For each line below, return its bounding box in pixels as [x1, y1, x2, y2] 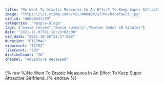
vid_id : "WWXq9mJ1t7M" [5, 16, 51, 21]
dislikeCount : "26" [5, 52, 45, 57]
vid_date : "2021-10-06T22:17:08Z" [5, 34, 76, 39]
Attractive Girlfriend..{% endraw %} [5, 75, 77, 81]
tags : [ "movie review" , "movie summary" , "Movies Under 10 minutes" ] [5, 25, 145, 30]
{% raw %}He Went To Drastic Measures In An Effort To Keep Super [5, 70, 142, 76]
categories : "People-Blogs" [5, 20, 62, 26]
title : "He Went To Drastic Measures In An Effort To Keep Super [5, 7, 141, 12]
